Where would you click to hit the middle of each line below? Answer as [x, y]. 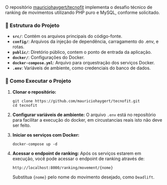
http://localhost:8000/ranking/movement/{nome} [63, 168]
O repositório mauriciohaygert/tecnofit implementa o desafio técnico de [79, 7]
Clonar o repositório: [34, 92]
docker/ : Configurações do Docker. [48, 57]
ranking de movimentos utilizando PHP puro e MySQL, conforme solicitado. [83, 12]
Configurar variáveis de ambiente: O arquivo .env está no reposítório [84, 115]
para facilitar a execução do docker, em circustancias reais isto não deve [87, 120]
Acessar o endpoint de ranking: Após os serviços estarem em [77, 153]
